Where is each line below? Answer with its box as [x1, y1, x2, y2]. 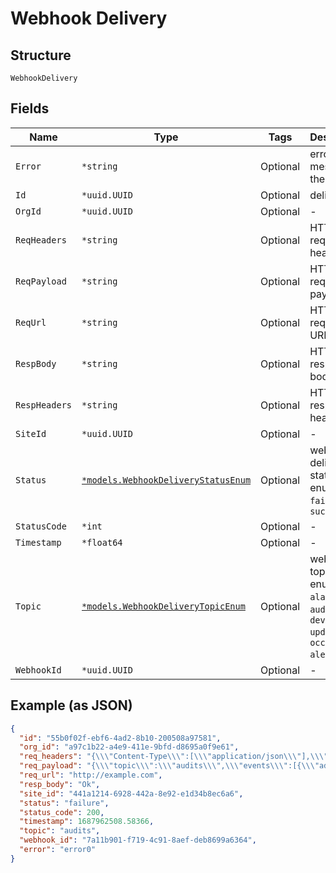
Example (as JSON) [10, 697, 133, 714]
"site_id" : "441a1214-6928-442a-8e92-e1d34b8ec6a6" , [19, 788, 244, 799]
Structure [10, 47, 72, 64]
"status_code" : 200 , [19, 807, 105, 817]
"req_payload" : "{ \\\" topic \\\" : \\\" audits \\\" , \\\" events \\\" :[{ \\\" [19, 761, 320, 771]
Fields [10, 100, 50, 117]
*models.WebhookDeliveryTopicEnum [81, 600, 246, 612]
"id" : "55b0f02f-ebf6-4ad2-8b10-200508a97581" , [19, 733, 222, 743]
